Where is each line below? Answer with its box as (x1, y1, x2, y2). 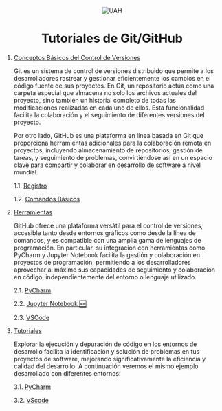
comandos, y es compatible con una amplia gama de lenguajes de (13, 236, 201, 244)
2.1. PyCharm (13, 286, 52, 294)
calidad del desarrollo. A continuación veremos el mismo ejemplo (13, 362, 199, 370)
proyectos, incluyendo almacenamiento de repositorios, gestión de (13, 146, 203, 154)
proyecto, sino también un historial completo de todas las (13, 96, 177, 104)
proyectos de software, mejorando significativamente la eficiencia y (13, 354, 206, 363)
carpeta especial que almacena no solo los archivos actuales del (13, 88, 197, 97)
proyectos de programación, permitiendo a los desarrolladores (13, 258, 191, 266)
